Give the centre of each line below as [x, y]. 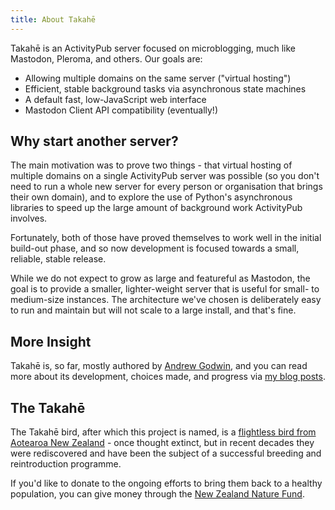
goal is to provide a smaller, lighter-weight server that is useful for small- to [165, 289]
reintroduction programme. [66, 464]
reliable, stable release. [58, 259]
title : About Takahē [53, 19]
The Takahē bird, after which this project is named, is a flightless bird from [163, 432]
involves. [29, 218]
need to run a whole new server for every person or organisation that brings [166, 187]
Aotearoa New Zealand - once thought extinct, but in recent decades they [162, 443]
